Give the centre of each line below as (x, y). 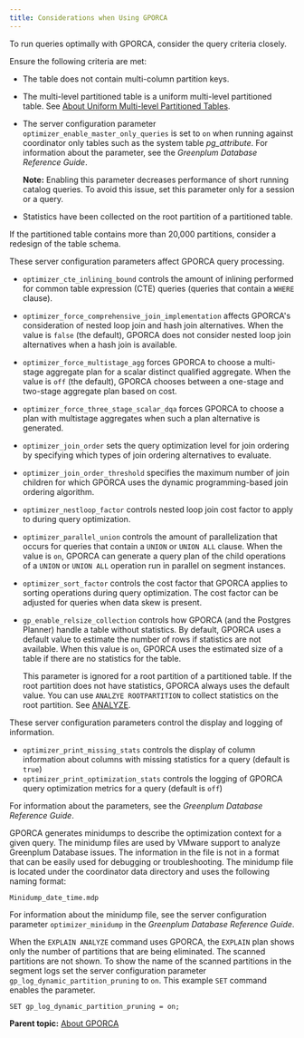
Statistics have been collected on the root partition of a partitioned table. (157, 216)
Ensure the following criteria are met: (78, 61)
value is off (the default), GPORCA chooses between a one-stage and (153, 381)
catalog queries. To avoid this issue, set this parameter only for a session (159, 189)
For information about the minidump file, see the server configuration (138, 914)
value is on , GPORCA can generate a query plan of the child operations (154, 556)
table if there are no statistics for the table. (102, 658)
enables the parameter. (52, 990)
